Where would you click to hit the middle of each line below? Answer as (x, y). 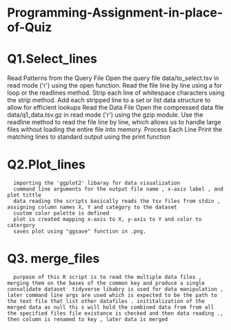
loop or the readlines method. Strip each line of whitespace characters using (116, 93)
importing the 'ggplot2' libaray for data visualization (97, 183)
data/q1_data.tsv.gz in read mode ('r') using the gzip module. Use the (105, 115)
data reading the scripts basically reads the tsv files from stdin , (117, 202)
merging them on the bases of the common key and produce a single (106, 283)
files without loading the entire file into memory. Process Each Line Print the (115, 130)
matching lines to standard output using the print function (89, 137)
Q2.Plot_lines (47, 165)
